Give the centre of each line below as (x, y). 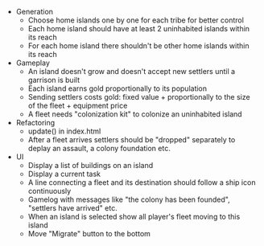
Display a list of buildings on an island (91, 165)
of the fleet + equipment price (78, 105)
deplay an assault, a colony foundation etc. (99, 148)
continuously (49, 191)
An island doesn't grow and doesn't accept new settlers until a (132, 71)
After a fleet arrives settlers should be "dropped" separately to (132, 139)
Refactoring (35, 123)
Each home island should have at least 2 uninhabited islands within (139, 29)
